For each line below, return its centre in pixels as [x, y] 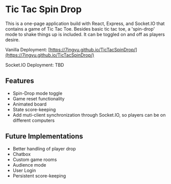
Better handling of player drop [44, 148]
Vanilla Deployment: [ [28, 49]
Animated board [30, 104]
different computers [34, 120]
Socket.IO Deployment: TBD [35, 65]
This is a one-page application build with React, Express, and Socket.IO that [85, 23]
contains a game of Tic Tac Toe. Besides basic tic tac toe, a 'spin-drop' [80, 29]
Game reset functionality [39, 98]
